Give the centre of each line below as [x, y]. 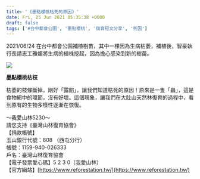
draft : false [22, 23]
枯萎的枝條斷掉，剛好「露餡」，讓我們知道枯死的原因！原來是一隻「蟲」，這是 [100, 90]
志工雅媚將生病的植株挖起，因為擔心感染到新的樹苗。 [87, 54]
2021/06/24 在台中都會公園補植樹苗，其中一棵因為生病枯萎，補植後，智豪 [97, 46]
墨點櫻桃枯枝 [22, 78]
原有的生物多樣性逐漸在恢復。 [48, 105]
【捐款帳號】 [22, 132]
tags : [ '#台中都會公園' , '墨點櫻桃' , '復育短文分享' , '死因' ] [77, 28]
